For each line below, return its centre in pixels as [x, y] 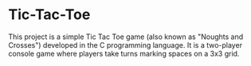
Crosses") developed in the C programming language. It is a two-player [125, 45]
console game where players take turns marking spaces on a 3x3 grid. [124, 53]
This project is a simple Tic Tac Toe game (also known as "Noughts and [126, 37]
